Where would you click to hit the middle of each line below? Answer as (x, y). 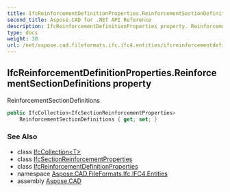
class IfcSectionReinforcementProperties (75, 159)
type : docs (23, 33)
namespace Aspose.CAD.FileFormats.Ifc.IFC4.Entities (92, 173)
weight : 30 (23, 39)
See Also (22, 136)
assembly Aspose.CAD (49, 181)
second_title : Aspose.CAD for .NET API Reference (79, 20)
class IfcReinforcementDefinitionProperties (77, 166)
